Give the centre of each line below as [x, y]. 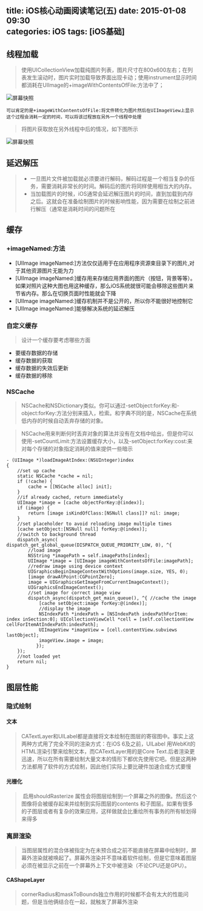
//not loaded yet [39, 656]
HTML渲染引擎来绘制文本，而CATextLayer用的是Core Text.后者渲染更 [108, 751]
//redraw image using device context [75, 566]
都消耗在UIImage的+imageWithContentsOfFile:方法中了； [93, 85]
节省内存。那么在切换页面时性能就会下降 [65, 293]
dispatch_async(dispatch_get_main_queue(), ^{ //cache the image [112, 598]
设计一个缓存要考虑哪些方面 [56, 340]
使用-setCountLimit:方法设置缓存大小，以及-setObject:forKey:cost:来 [107, 441]
